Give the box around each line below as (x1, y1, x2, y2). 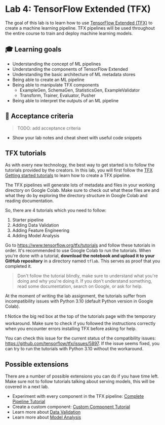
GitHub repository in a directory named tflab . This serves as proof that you (5, 258, 161, 264)
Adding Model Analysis (12, 233, 60, 239)
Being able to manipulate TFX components (12, 82, 99, 87)
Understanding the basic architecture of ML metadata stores (12, 71, 136, 77)
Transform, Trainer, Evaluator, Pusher (19, 92, 96, 98)
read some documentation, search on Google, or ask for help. (17, 283, 143, 290)
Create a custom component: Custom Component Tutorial (12, 404, 130, 410)
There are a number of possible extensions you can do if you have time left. (5, 373, 159, 379)
